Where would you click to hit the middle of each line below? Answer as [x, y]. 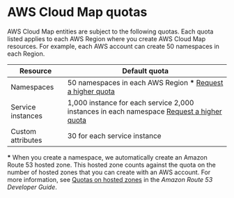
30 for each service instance [114, 135]
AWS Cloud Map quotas [77, 12]
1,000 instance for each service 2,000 [131, 102]
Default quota [145, 70]
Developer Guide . [32, 187]
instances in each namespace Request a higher [145, 111]
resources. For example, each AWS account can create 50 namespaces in [113, 46]
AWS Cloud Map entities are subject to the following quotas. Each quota [110, 31]
